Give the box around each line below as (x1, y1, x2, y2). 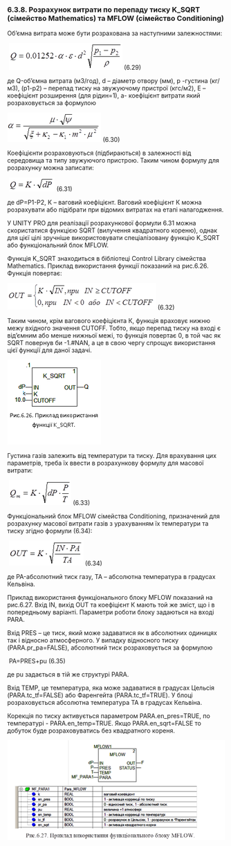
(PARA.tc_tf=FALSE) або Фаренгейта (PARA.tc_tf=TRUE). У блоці (7, 691, 193, 699)
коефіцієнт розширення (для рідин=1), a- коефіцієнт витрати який (7, 91, 201, 100)
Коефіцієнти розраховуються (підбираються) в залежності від (7, 149, 192, 157)
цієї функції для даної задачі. (7, 346, 92, 354)
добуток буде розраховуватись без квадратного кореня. (7, 726, 175, 735)
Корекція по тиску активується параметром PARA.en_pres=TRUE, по (7, 712, 211, 720)
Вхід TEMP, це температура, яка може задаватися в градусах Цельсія (7, 683, 215, 692)
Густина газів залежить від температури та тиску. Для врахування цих (7, 452, 216, 460)
